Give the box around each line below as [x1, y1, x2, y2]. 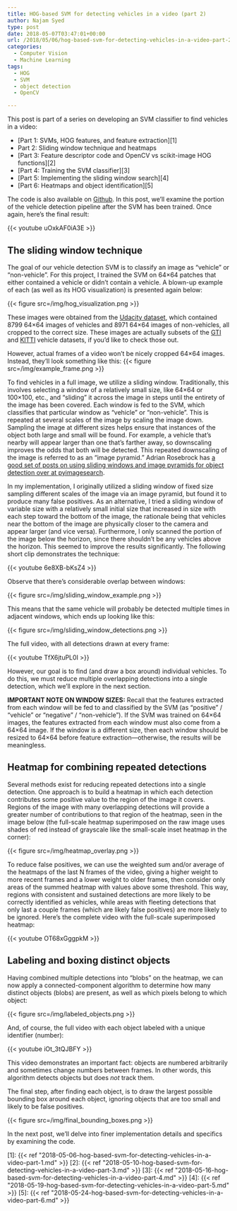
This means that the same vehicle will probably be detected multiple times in [7, 604, 230, 613]
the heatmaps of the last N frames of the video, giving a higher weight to [7, 868, 219, 876]
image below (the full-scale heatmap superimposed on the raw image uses [7, 817, 226, 826]
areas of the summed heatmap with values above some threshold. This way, [7, 883, 229, 891]
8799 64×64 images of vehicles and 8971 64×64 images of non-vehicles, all [7, 320, 230, 329]
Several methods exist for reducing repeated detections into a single [7, 780, 206, 788]
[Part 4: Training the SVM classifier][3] [17, 166, 130, 175]
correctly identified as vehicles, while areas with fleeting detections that [7, 897, 217, 906]
